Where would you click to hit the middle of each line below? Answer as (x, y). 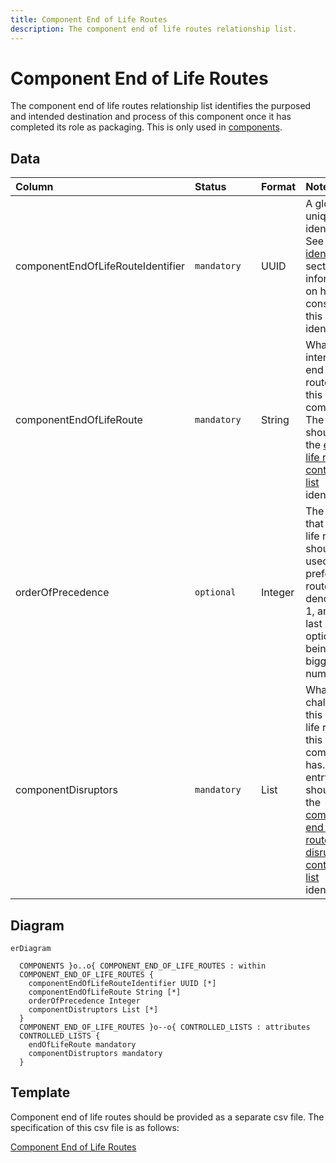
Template (40, 1092)
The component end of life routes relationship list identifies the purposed (161, 106)
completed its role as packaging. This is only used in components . (146, 127)
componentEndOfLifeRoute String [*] (105, 992)
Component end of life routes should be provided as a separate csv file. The (167, 1117)
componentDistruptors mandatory (95, 1054)
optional (215, 592)
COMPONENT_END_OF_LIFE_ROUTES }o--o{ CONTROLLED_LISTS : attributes (165, 1027)
